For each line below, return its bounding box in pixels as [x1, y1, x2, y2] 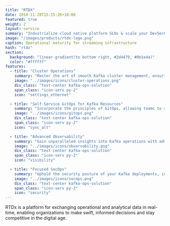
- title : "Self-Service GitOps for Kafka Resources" [10, 101, 123, 106]
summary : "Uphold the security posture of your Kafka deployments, [14, 171, 159, 176]
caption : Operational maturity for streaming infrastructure [5, 41, 137, 46]
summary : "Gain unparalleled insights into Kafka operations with [14, 139, 157, 144]
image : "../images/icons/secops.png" [14, 176, 94, 181]
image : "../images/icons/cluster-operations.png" [14, 78, 121, 83]
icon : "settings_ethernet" [14, 92, 71, 97]
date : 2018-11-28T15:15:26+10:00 [5, 12, 76, 17]
